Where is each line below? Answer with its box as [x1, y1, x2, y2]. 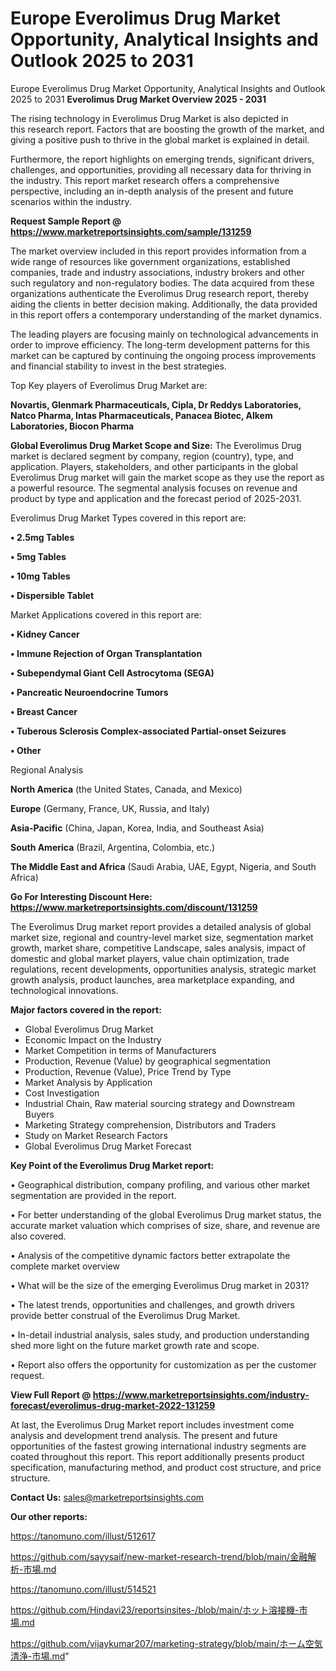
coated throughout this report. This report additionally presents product [10, 1450, 305, 1462]
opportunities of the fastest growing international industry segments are [10, 1440, 307, 1452]
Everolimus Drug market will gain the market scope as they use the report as [10, 471, 325, 483]
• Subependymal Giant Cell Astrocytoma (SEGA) [10, 667, 215, 679]
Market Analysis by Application [24, 1076, 153, 1088]
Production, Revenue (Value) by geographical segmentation [24, 1055, 272, 1067]
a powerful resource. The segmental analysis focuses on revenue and [10, 482, 298, 494]
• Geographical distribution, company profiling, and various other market [10, 1178, 311, 1191]
